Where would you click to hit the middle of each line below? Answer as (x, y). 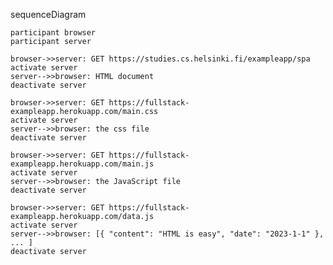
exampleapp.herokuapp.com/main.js (82, 164)
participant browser (53, 33)
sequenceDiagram (48, 14)
